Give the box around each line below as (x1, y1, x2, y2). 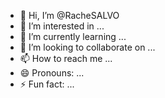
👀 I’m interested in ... (19, 20, 105, 32)
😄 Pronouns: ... (19, 67, 85, 79)
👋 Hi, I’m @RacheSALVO (19, 10, 120, 21)
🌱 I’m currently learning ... (19, 31, 127, 42)
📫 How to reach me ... (19, 53, 113, 64)
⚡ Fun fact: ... (19, 78, 75, 90)
